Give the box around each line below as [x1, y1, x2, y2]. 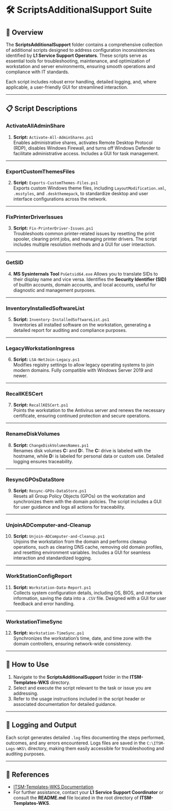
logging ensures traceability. [13, 458, 73, 464]
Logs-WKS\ [6, 746, 27, 751]
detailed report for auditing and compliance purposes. [13, 327, 127, 333]
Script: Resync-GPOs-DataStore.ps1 [13, 488, 87, 494]
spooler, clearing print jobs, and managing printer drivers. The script [13, 236, 157, 242]
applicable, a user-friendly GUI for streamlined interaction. [6, 84, 129, 90]
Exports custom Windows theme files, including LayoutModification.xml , [13, 185, 166, 191]
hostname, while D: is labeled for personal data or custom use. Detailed [13, 453, 164, 459]
